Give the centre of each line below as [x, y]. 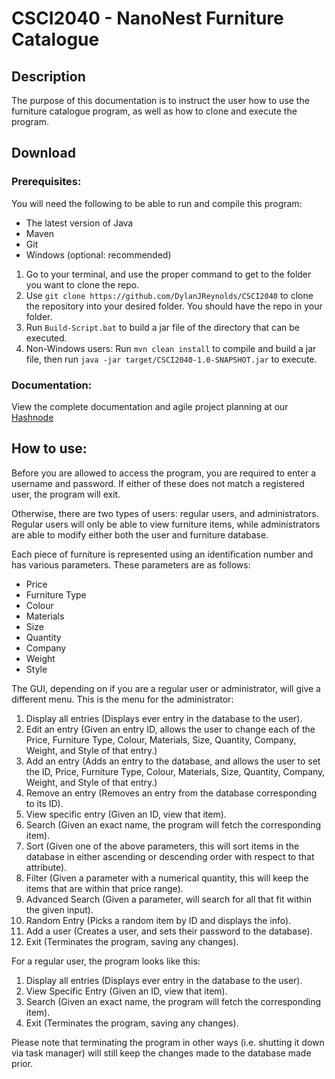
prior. [22, 1063]
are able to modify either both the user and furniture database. [140, 534]
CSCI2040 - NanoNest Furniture [147, 18]
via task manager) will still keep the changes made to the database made [161, 1053]
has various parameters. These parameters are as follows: [131, 564]
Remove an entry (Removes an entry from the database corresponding [171, 793]
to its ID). [44, 803]
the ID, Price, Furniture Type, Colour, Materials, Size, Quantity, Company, [175, 771]
